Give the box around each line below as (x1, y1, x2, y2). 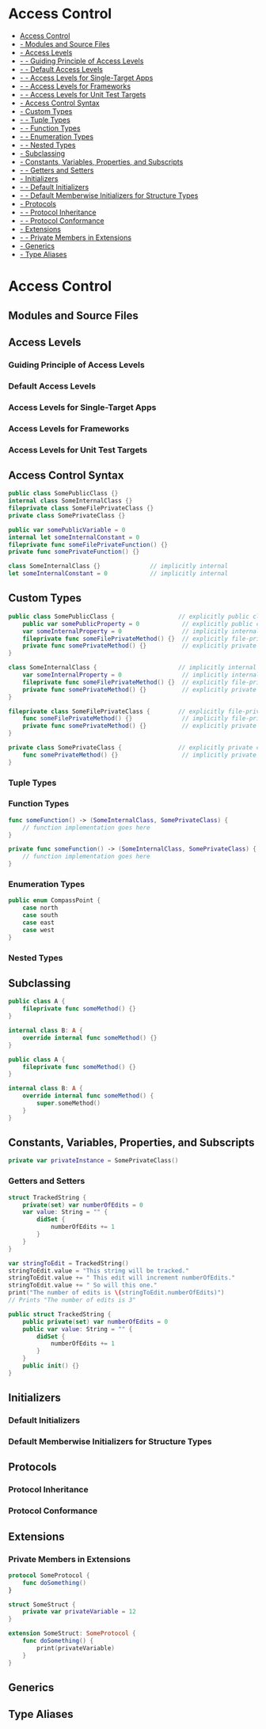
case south (22, 912, 59, 919)
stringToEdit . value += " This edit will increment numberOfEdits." (8, 1274, 236, 1282)
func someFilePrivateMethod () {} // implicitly (22, 715, 228, 722)
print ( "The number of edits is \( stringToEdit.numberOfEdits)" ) (8, 1289, 225, 1297)
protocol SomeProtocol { (8, 1572, 90, 1579)
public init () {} (22, 1362, 80, 1370)
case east (22, 919, 55, 927)
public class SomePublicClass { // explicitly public (8, 612, 249, 620)
